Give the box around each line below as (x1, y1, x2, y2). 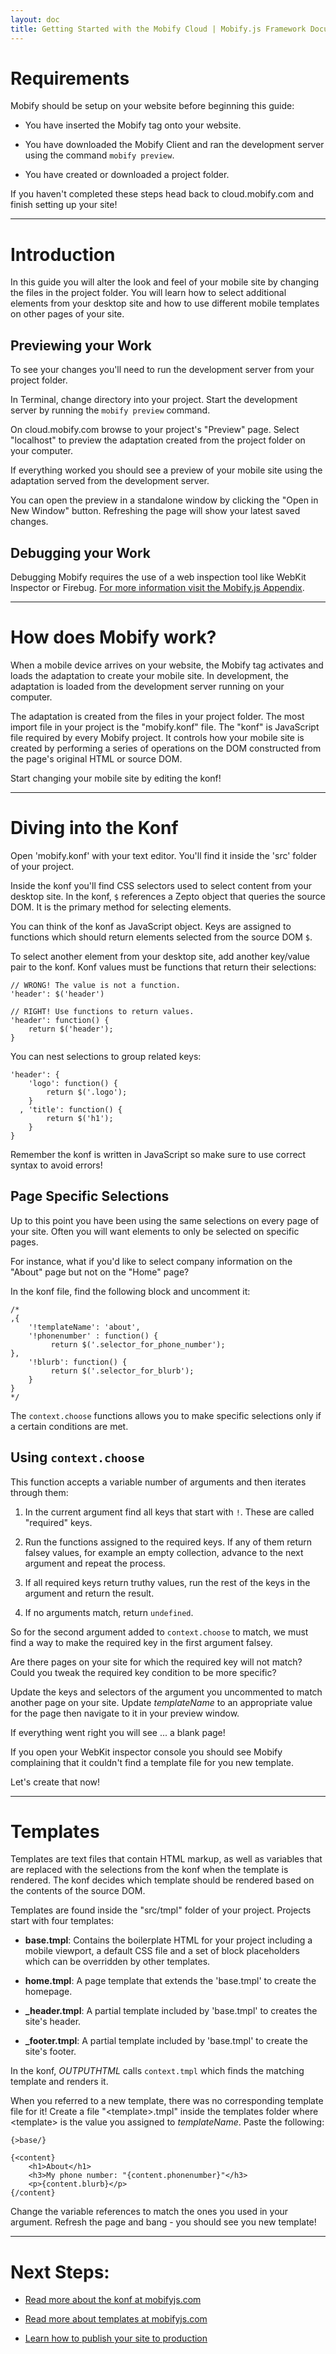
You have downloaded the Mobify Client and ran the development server (24, 139, 325, 151)
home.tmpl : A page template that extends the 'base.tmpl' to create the (24, 1975, 317, 1987)
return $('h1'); (46, 1113, 114, 1123)
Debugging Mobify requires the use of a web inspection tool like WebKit (10, 571, 307, 583)
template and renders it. (10, 2076, 109, 2088)
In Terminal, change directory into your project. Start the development (10, 394, 298, 406)
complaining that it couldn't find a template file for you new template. (10, 1756, 295, 1768)
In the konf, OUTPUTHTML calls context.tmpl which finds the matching (10, 2065, 305, 2077)
